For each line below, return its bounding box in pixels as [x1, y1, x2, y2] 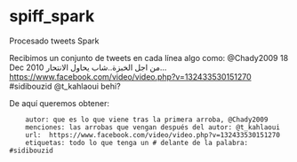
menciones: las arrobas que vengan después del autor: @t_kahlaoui [25, 122, 280, 132]
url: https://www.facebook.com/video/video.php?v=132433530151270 [25, 130, 280, 139]
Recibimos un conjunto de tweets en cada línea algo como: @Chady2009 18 [9, 52, 289, 63]
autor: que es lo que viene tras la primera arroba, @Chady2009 [25, 115, 269, 124]
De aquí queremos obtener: [9, 97, 109, 108]
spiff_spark [9, 6, 95, 27]
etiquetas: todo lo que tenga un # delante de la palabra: [25, 138, 249, 147]
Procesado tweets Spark [9, 35, 100, 46]
